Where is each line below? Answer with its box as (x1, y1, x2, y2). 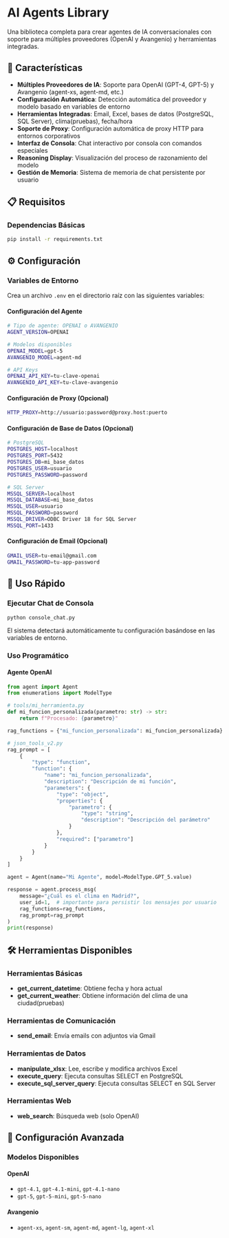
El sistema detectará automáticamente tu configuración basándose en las (7, 626, 215, 634)
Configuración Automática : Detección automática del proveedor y (17, 95, 207, 103)
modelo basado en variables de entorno (17, 102, 131, 111)
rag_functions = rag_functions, (19, 905, 107, 913)
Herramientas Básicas (7, 968, 83, 978)
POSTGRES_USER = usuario (7, 465, 72, 472)
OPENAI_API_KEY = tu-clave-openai (7, 373, 100, 380)
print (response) (7, 924, 54, 932)
